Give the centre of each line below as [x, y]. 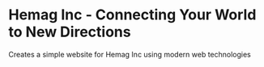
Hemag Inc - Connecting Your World [132, 15]
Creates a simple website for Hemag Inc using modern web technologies [130, 54]
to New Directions [70, 32]
